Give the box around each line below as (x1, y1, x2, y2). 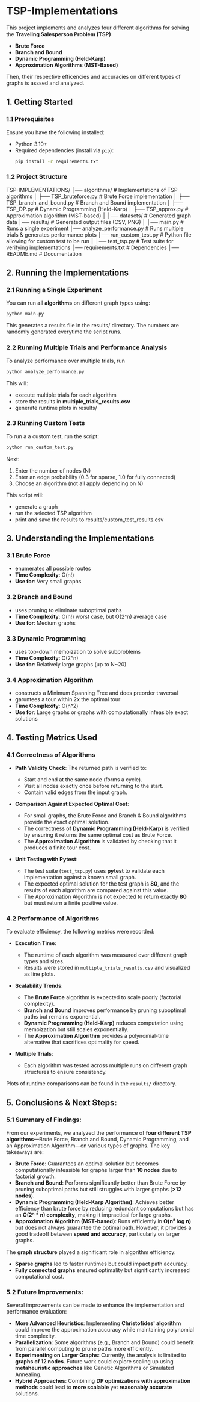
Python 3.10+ (14, 140, 48, 147)
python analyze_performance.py (6, 368, 85, 374)
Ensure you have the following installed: (6, 128, 105, 136)
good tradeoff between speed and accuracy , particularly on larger (14, 1230, 180, 1238)
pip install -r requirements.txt (14, 158, 99, 164)
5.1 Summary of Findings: (6, 1115, 82, 1124)
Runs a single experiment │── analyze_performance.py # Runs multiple (6, 225, 184, 232)
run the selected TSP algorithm (14, 509, 92, 516)
